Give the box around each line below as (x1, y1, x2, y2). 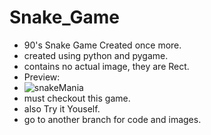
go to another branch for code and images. (23, 113, 202, 125)
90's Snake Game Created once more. (23, 39, 182, 51)
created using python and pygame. (23, 49, 169, 61)
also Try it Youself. (23, 102, 101, 115)
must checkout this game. (23, 92, 131, 104)
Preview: (23, 71, 61, 83)
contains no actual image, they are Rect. (23, 60, 190, 72)
